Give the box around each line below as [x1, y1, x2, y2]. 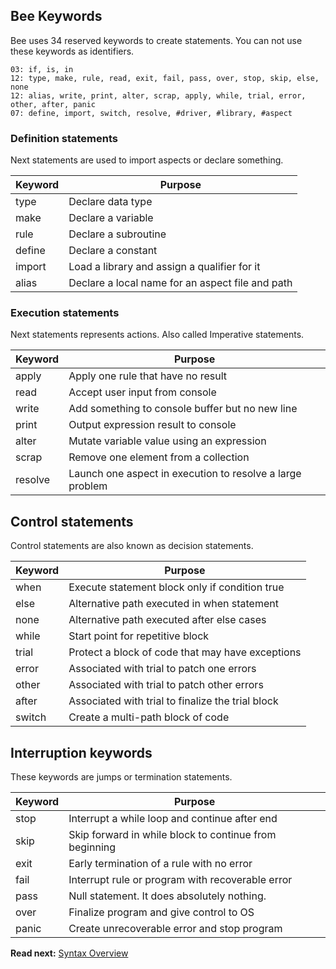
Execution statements [10, 306, 120, 320]
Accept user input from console [68, 385, 217, 399]
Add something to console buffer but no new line [68, 402, 298, 416]
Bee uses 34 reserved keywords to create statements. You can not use [10, 34, 303, 46]
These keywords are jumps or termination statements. [10, 771, 233, 783]
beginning [68, 840, 117, 854]
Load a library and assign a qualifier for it [68, 260, 261, 274]
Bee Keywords [10, 8, 103, 25]
